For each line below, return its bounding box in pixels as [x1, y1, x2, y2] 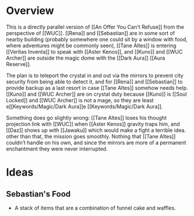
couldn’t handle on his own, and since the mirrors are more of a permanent [6, 139, 186, 146]
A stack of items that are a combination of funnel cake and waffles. [14, 204, 176, 211]
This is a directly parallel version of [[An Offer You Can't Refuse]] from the [6, 23, 184, 30]
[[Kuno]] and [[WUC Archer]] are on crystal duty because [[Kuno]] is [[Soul [6, 90, 187, 97]
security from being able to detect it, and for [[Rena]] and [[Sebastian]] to [6, 78, 183, 85]
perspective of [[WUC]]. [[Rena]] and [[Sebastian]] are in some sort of [6, 29, 175, 36]
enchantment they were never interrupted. [6, 145, 108, 152]
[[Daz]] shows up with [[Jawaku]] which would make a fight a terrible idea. [6, 127, 186, 134]
